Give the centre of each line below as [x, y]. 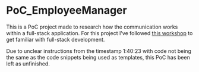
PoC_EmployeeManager [67, 10]
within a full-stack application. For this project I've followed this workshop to [99, 33]
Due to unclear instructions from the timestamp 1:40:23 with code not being [99, 51]
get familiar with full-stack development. [56, 39]
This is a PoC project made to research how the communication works [92, 27]
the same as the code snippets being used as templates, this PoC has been [98, 57]
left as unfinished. [28, 64]
